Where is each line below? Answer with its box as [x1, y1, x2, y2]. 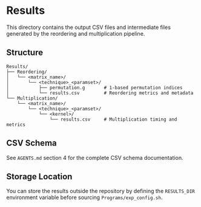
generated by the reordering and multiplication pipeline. [6, 30, 145, 37]
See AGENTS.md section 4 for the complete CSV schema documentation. [6, 154, 183, 161]
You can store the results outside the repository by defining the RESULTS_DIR [6, 188, 195, 195]
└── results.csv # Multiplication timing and [49, 116, 177, 123]
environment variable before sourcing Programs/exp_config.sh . [6, 194, 163, 201]
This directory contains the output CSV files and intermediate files [6, 24, 171, 31]
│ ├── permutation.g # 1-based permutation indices [6, 84, 183, 91]
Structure [6, 48, 44, 58]
